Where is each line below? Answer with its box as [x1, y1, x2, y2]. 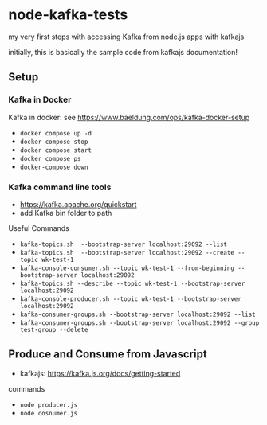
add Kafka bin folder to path [19, 208, 112, 217]
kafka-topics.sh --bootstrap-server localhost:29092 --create [19, 248, 235, 256]
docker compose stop [19, 138, 88, 146]
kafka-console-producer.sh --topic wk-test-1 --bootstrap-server [19, 294, 241, 303]
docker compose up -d [19, 129, 92, 137]
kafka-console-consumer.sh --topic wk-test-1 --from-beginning [19, 264, 235, 272]
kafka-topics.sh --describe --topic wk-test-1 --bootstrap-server [19, 279, 245, 287]
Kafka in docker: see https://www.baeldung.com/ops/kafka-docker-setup [8, 112, 250, 122]
